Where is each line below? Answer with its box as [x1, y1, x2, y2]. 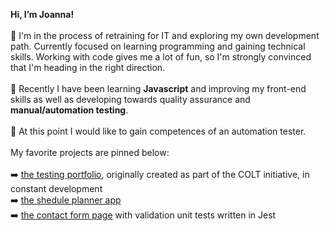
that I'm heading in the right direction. [10, 62, 166, 73]
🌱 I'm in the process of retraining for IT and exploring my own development [10, 30, 320, 41]
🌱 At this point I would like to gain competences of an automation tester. [10, 125, 307, 137]
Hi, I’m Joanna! [10, 9, 75, 20]
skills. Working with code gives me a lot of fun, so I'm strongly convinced [10, 51, 312, 63]
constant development [10, 183, 103, 194]
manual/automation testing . [10, 104, 129, 116]
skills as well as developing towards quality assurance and [10, 94, 251, 105]
